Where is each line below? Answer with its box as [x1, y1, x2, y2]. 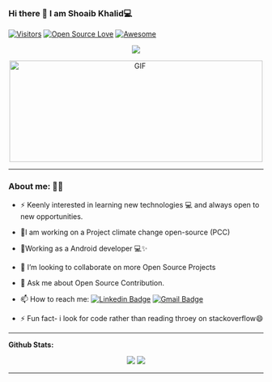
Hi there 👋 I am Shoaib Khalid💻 [8, 7, 133, 19]
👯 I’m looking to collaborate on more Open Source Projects [19, 262, 216, 272]
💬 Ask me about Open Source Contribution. [19, 277, 164, 287]
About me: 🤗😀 [8, 181, 64, 192]
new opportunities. [19, 211, 83, 221]
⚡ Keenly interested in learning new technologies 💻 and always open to [19, 200, 260, 209]
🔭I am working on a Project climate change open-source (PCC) [19, 227, 231, 237]
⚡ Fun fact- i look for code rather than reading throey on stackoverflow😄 [19, 313, 264, 323]
